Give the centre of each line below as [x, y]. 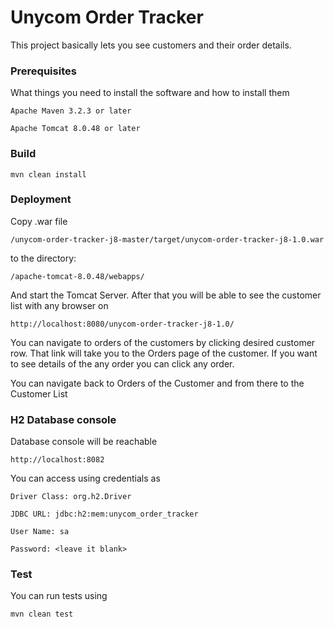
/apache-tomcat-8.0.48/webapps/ [77, 276]
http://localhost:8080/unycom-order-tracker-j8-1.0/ [122, 324]
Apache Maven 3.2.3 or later [71, 111]
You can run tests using [59, 596]
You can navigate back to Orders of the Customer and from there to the [157, 383]
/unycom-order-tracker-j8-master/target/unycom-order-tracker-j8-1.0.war [167, 239]
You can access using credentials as [85, 478]
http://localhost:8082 [57, 460]
